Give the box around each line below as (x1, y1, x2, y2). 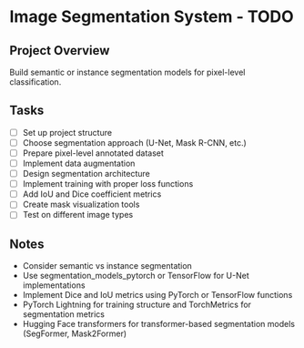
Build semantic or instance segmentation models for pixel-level (9, 67, 246, 77)
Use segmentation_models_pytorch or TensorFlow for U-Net (22, 271, 249, 281)
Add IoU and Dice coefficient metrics (22, 189, 162, 200)
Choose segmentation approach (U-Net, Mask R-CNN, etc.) (22, 137, 248, 148)
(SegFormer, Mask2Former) (22, 328, 127, 339)
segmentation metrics (22, 309, 105, 320)
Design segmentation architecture (22, 169, 150, 179)
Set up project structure (22, 127, 112, 138)
